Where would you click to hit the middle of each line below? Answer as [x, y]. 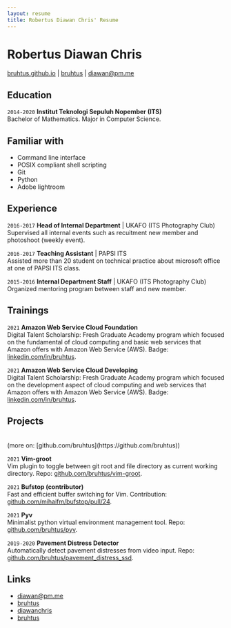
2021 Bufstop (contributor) [46, 487]
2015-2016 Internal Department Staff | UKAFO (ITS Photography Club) [107, 281]
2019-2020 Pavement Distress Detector [63, 543]
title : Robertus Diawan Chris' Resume [63, 20]
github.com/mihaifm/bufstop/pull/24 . [60, 501]
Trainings [28, 311]
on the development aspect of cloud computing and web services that [107, 385]
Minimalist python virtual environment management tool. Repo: [96, 522]
